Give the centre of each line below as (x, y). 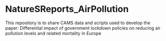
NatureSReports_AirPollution (67, 9)
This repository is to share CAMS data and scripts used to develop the (78, 23)
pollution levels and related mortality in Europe (53, 33)
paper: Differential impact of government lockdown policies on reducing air (83, 28)
